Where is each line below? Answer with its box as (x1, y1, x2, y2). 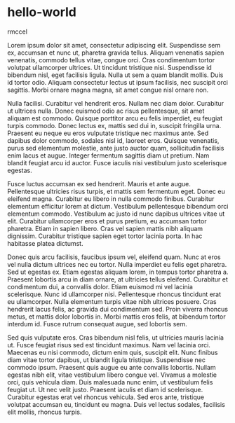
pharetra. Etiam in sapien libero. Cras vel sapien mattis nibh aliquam (7, 224, 203, 233)
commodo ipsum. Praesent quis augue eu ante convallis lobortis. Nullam (7, 363, 216, 371)
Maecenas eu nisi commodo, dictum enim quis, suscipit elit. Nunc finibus (7, 348, 218, 356)
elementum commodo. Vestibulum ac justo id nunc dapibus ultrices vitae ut (7, 209, 225, 218)
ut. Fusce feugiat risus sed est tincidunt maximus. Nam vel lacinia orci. (7, 340, 210, 349)
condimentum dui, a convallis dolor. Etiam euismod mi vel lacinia (7, 282, 193, 291)
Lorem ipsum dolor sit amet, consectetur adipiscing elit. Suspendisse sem (7, 41, 221, 49)
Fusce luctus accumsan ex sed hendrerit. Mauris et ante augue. (7, 179, 192, 188)
